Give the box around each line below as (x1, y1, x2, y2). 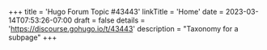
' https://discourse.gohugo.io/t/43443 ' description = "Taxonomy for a (8, 24, 239, 33)
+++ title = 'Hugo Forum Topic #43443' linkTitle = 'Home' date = (8, 7, 224, 16)
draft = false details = (74, 15, 146, 25)
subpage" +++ (8, 32, 57, 42)
